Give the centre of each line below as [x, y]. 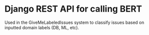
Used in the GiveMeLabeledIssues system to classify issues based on [74, 22]
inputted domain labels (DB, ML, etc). [42, 27]
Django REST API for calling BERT [73, 9]
